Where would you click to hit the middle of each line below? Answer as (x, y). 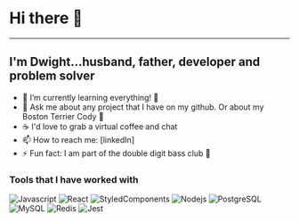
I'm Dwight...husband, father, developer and (135, 62)
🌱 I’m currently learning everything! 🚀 (90, 97)
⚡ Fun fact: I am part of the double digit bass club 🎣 (116, 153)
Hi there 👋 (46, 18)
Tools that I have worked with (74, 179)
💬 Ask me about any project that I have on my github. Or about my (143, 107)
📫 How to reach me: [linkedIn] (78, 140)
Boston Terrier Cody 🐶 (63, 116)
